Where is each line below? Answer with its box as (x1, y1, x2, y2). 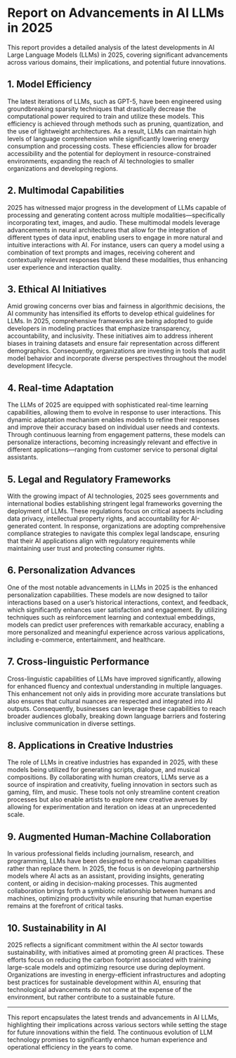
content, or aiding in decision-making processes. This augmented (7, 880, 198, 888)
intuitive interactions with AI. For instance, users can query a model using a (7, 240, 225, 249)
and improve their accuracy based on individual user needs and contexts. (7, 423, 220, 431)
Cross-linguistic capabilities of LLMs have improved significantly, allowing (7, 674, 221, 683)
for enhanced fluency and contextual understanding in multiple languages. (7, 681, 223, 690)
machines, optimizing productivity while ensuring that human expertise (7, 894, 213, 903)
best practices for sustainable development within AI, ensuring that (7, 978, 202, 986)
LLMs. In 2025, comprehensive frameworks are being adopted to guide (7, 317, 214, 325)
